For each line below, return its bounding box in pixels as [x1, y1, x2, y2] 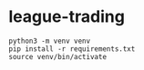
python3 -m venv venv [8, 36, 91, 45]
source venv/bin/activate [8, 52, 107, 61]
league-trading [8, 6, 125, 27]
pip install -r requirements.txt [8, 44, 136, 54]
